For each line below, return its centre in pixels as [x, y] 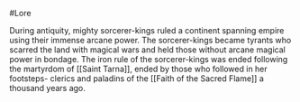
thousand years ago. [47, 88]
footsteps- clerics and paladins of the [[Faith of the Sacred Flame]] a [136, 79]
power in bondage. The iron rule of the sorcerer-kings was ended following [149, 59]
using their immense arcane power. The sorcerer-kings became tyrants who [150, 40]
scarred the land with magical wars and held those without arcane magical [147, 50]
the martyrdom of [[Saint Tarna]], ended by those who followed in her [138, 69]
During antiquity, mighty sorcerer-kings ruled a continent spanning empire [147, 30]
